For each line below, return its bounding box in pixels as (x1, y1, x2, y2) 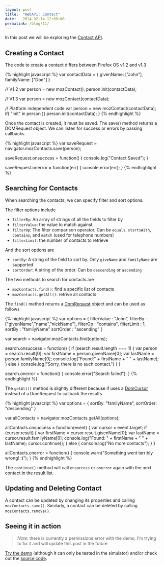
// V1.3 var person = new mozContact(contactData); (5, 96, 109, 102)
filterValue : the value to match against (12, 222, 93, 227)
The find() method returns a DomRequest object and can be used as (5, 301, 146, 306)
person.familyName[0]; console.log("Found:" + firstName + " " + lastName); (5, 356, 159, 362)
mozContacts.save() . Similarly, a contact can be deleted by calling (5, 502, 138, 508)
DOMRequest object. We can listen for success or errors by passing (5, 125, 142, 131)
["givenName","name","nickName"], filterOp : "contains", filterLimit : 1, (5, 321, 146, 327)
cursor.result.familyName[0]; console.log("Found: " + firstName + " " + (5, 435, 148, 441)
